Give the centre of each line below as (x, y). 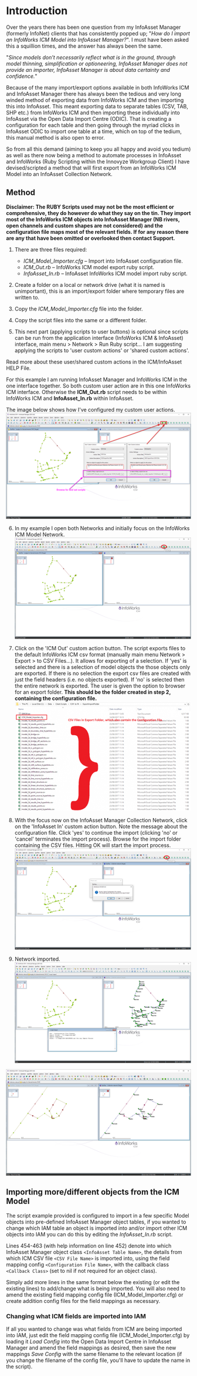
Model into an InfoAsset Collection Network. (59, 174)
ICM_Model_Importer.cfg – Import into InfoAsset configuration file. (103, 261)
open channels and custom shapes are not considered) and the (84, 226)
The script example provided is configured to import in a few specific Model (98, 1215)
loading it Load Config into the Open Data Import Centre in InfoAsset (89, 1342)
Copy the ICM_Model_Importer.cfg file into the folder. (79, 309)
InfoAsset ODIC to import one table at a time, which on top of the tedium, (94, 131)
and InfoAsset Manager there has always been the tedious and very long (94, 94)
